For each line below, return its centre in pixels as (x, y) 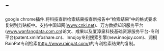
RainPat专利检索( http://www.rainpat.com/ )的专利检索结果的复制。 (71, 43)
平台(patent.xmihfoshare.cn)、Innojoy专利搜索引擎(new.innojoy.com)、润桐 (81, 37)
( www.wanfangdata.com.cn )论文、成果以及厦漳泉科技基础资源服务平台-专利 (82, 31)
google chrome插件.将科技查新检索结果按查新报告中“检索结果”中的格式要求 (81, 19)
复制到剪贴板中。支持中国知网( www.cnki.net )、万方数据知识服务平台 (74, 25)
